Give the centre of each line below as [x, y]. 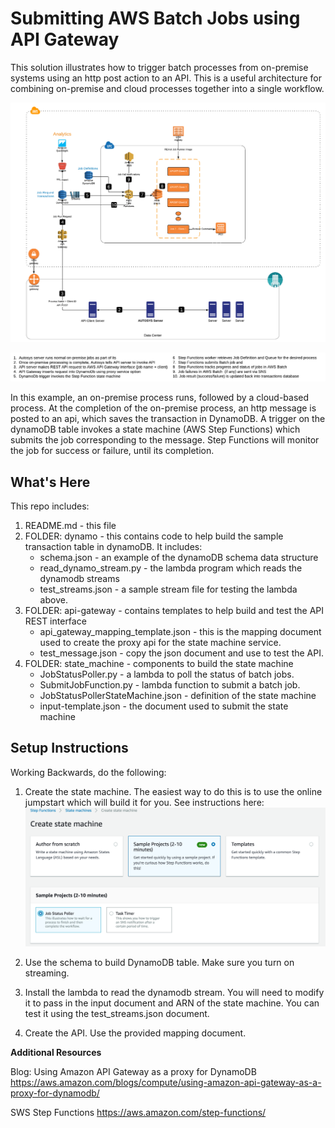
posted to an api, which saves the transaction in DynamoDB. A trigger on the [168, 419]
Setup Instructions [69, 748]
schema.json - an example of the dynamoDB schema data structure [179, 557]
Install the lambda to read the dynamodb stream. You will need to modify [174, 992]
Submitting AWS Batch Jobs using [155, 18]
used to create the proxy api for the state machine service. [160, 642]
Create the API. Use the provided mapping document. [135, 1033]
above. [53, 599]
